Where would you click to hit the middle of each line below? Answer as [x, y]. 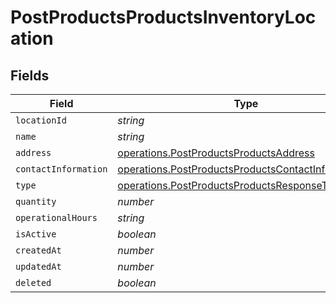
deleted [33, 282]
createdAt [38, 250]
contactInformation [61, 169]
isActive [36, 234]
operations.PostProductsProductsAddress [216, 153]
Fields [30, 75]
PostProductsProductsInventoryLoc [163, 17]
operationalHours [56, 217]
